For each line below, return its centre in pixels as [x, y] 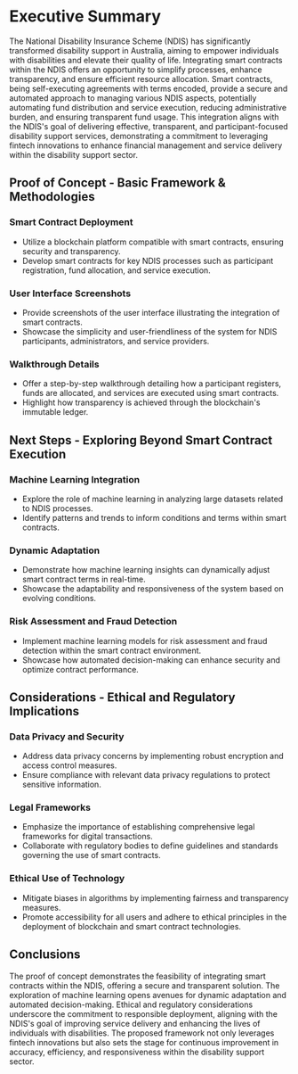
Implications [44, 711]
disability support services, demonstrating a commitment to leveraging [139, 136]
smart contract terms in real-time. [84, 579]
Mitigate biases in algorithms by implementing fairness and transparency [155, 897]
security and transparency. [72, 251]
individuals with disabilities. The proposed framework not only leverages [142, 1033]
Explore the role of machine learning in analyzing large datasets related [153, 499]
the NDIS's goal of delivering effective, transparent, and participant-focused [149, 126]
